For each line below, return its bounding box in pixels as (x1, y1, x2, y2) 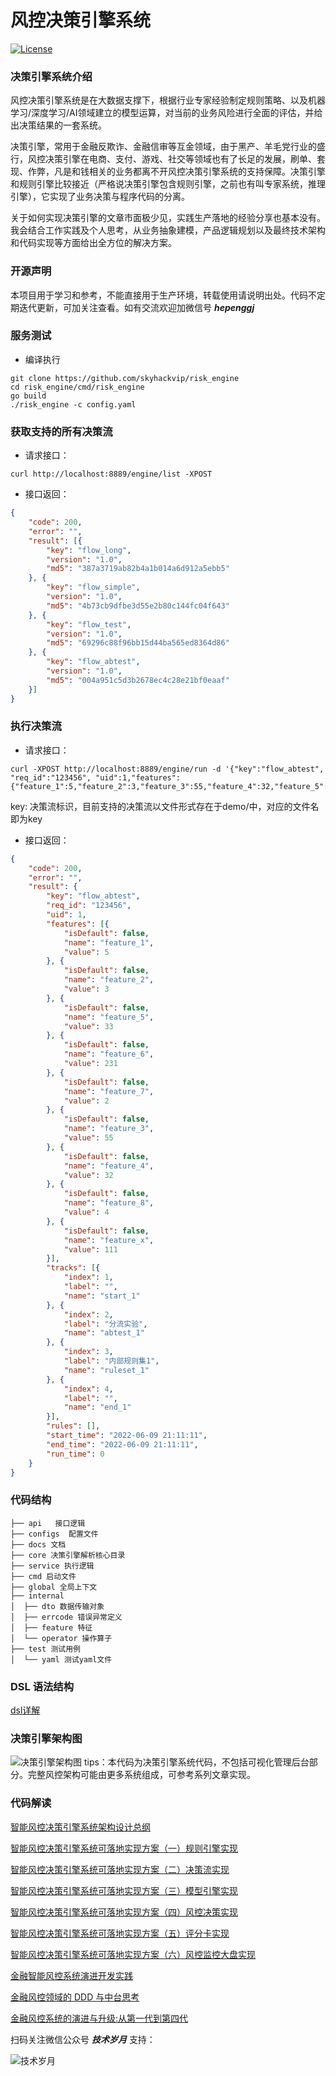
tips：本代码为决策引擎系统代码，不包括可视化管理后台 (83, 1756, 310, 1768)
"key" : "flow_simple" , (46, 582, 141, 593)
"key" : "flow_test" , (46, 619, 132, 630)
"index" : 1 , (63, 1272, 114, 1283)
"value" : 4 (63, 1207, 110, 1218)
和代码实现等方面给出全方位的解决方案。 (10, 237, 177, 249)
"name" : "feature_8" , (63, 1198, 155, 1208)
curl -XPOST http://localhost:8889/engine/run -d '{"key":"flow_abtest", (10, 764, 325, 774)
